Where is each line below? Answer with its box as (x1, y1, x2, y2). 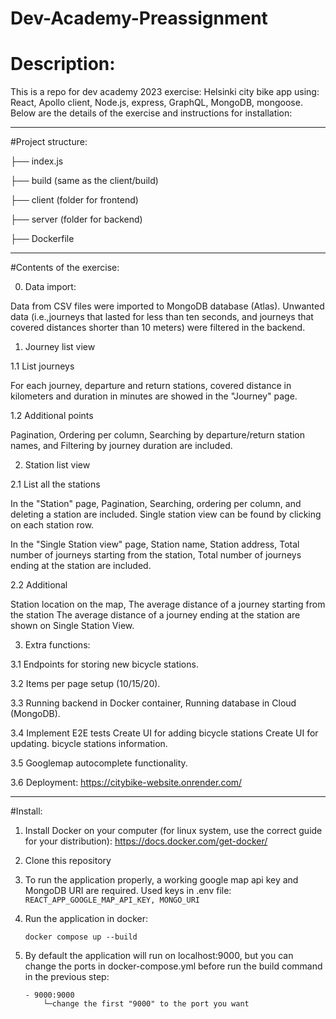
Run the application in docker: (24, 913, 149, 925)
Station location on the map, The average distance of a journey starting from (10, 598, 326, 611)
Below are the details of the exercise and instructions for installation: (10, 107, 293, 119)
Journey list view (24, 341, 96, 353)
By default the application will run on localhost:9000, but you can (24, 950, 294, 962)
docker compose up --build (24, 932, 138, 942)
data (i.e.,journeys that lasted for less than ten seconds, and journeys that (10, 311, 314, 323)
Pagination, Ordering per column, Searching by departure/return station (10, 429, 306, 441)
